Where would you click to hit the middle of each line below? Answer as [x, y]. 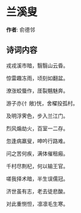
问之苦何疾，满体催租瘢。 [37, 153]
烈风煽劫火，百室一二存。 [37, 128]
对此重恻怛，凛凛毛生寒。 [37, 204]
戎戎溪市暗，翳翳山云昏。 [37, 65]
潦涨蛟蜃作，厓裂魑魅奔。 [37, 91]
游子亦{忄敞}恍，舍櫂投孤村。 [42, 103]
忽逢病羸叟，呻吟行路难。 [37, 141]
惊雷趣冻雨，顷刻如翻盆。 [37, 78]
